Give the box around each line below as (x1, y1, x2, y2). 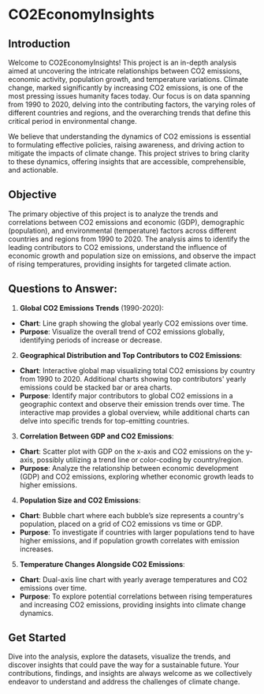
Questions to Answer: (8, 282, 118, 296)
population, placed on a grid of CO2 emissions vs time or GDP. (19, 519, 223, 528)
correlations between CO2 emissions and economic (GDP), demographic (8, 217, 245, 226)
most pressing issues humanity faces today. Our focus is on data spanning (8, 91, 251, 100)
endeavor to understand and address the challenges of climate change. (8, 677, 240, 687)
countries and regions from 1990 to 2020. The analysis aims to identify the (8, 234, 251, 244)
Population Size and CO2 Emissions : (19, 495, 141, 505)
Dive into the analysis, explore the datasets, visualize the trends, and (8, 652, 231, 662)
